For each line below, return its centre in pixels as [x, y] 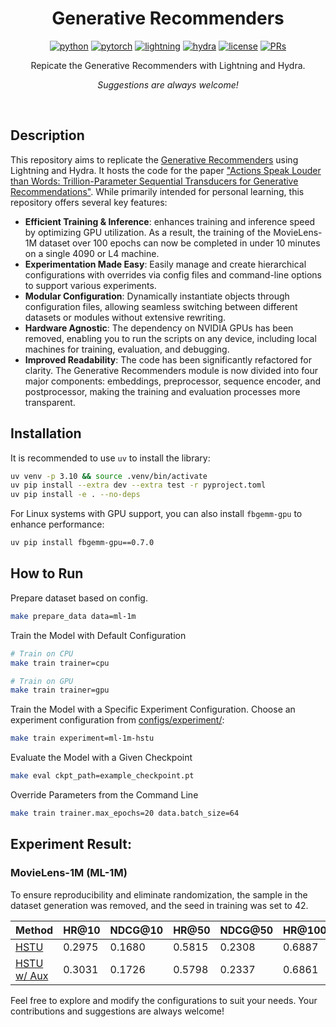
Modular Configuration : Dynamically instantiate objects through [157, 296]
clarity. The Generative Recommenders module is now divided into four [171, 370]
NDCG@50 [246, 930]
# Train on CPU [42, 653]
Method [34, 930]
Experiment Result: [71, 844]
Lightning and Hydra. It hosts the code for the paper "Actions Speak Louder [166, 170]
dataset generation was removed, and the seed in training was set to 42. [159, 905]
